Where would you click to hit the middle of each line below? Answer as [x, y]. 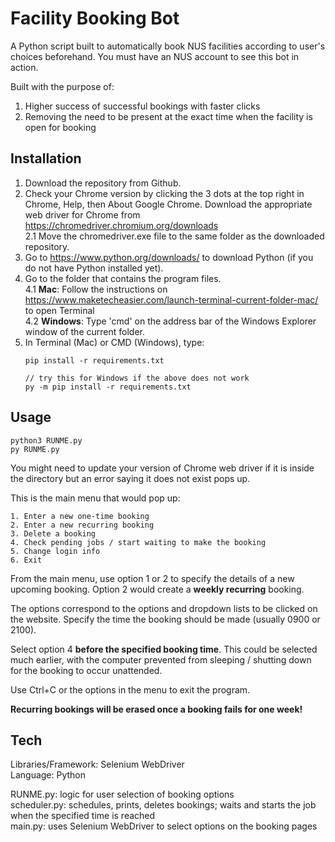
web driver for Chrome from [82, 214]
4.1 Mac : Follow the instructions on [96, 289]
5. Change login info [55, 551]
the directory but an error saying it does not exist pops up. [130, 478]
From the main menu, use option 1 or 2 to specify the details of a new [152, 578]
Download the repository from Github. [103, 183]
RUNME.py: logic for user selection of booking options [122, 794]
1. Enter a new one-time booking [80, 516]
